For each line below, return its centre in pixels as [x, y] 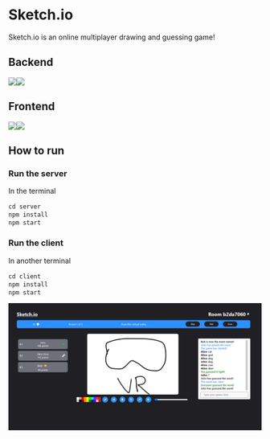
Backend [31, 62]
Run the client [36, 243]
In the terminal [32, 191]
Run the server [38, 173]
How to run [37, 150]
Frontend [32, 107]
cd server [25, 207]
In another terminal [39, 261]
